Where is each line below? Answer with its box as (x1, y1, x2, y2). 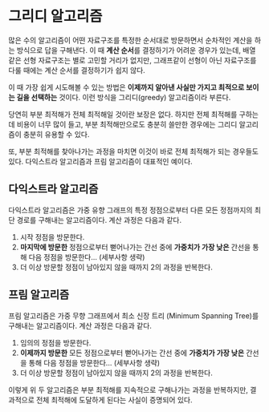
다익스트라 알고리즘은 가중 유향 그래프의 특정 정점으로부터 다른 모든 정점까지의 (8, 205, 253, 215)
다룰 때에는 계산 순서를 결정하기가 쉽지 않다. (8, 65, 146, 75)
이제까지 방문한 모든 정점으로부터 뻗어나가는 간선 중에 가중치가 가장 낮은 (19, 348, 245, 357)
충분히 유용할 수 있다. (22, 129, 90, 139)
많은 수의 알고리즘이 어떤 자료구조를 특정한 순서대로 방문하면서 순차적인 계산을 (8, 35, 253, 45)
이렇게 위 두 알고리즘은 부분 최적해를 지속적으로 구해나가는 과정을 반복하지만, (8, 385, 249, 394)
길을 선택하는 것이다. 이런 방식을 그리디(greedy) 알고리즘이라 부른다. (16, 92, 231, 102)
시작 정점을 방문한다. (19, 232, 85, 241)
